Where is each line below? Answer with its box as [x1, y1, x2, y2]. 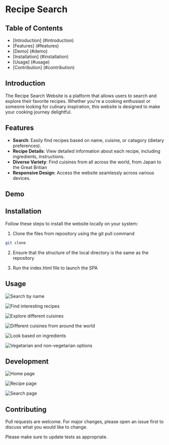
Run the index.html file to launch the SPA [12, 265, 98, 271]
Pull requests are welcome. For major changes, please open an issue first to [5, 419, 164, 425]
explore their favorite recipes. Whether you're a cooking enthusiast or [5, 98, 151, 104]
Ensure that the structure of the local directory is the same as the [12, 249, 149, 256]
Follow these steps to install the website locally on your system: [5, 220, 139, 227]
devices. [12, 175, 31, 181]
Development [5, 357, 49, 366]
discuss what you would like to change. [5, 424, 88, 430]
